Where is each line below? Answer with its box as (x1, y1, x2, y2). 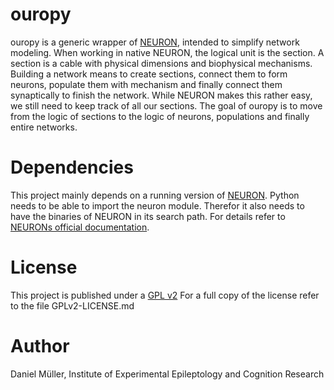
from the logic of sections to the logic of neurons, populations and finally (10, 110, 310, 122)
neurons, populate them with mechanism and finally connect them (10, 78, 283, 90)
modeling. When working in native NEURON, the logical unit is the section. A (10, 46, 325, 58)
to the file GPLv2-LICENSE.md (10, 299, 135, 312)
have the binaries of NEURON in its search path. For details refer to (10, 210, 286, 222)
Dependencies (10, 156, 134, 179)
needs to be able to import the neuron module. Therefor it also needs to (10, 199, 305, 212)
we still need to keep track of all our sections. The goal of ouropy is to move (10, 99, 323, 112)
